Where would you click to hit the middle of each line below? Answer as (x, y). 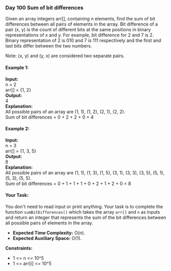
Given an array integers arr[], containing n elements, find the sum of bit (80, 19)
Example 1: (17, 67)
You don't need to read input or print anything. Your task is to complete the (84, 207)
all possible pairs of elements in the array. (49, 223)
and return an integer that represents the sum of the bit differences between (86, 217)
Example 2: (17, 129)
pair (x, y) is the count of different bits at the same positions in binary (78, 30)
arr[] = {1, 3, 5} (21, 151)
